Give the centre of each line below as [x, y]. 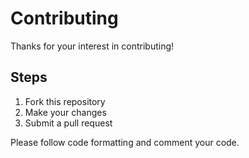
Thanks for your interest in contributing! [92, 46]
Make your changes [65, 112]
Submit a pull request [68, 123]
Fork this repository [65, 101]
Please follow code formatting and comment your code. [125, 142]
